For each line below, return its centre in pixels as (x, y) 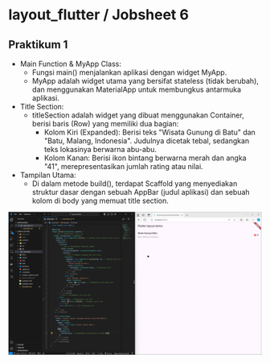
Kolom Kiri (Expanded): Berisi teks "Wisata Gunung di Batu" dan (149, 132)
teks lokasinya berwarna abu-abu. (100, 149)
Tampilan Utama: (48, 175)
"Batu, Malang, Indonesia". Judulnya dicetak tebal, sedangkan (147, 141)
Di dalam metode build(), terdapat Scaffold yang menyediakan (135, 184)
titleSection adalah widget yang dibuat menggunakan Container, (138, 115)
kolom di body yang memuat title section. (100, 200)
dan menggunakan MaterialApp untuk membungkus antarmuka (137, 89)
